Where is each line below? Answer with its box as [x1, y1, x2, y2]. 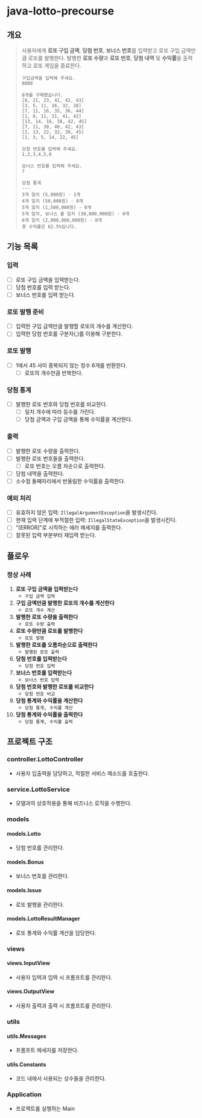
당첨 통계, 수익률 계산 [24, 705, 73, 711]
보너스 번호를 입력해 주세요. [21, 163, 83, 169]
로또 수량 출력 [24, 621, 55, 627]
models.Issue [7, 886, 42, 894]
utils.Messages [7, 1032, 47, 1040]
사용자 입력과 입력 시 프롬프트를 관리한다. [15, 973, 113, 981]
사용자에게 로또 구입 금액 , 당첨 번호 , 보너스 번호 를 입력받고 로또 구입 [21, 47, 180, 54]
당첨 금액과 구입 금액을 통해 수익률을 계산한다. [24, 416, 133, 423]
